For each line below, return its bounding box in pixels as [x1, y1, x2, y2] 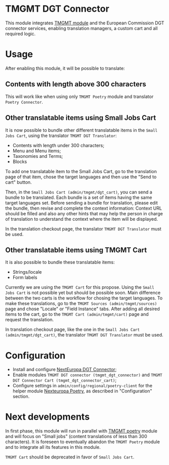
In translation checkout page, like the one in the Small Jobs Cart [5, 326, 140, 333]
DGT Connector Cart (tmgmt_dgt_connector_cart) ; [12, 377, 117, 383]
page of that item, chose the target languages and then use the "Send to [5, 174, 157, 180]
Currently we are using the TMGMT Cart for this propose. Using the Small [5, 284, 155, 290]
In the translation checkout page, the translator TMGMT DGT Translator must [5, 225, 161, 231]
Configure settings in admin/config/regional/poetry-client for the [12, 383, 153, 389]
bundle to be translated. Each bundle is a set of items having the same [5, 194, 152, 201]
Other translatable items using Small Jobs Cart [5, 114, 156, 122]
